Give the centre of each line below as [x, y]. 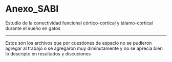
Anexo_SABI [32, 9]
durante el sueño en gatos [33, 28]
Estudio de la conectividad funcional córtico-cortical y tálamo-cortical [79, 23]
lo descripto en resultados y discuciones [48, 53]
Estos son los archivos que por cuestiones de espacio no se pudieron [79, 43]
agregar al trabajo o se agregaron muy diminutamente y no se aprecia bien [84, 48]
